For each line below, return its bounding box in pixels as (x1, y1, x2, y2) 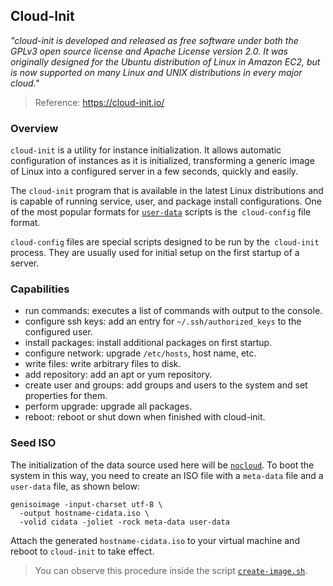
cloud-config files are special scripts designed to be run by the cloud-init (10, 236, 320, 248)
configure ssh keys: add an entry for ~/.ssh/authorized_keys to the (24, 315, 302, 328)
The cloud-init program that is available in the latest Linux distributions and (10, 185, 324, 197)
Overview (10, 121, 59, 135)
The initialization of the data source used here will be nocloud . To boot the (10, 459, 315, 471)
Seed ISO (10, 436, 57, 450)
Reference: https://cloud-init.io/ (34, 96, 165, 108)
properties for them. (24, 390, 108, 402)
